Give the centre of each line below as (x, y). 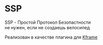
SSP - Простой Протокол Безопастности (48, 22)
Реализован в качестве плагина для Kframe (51, 37)
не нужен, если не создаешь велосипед (47, 27)
